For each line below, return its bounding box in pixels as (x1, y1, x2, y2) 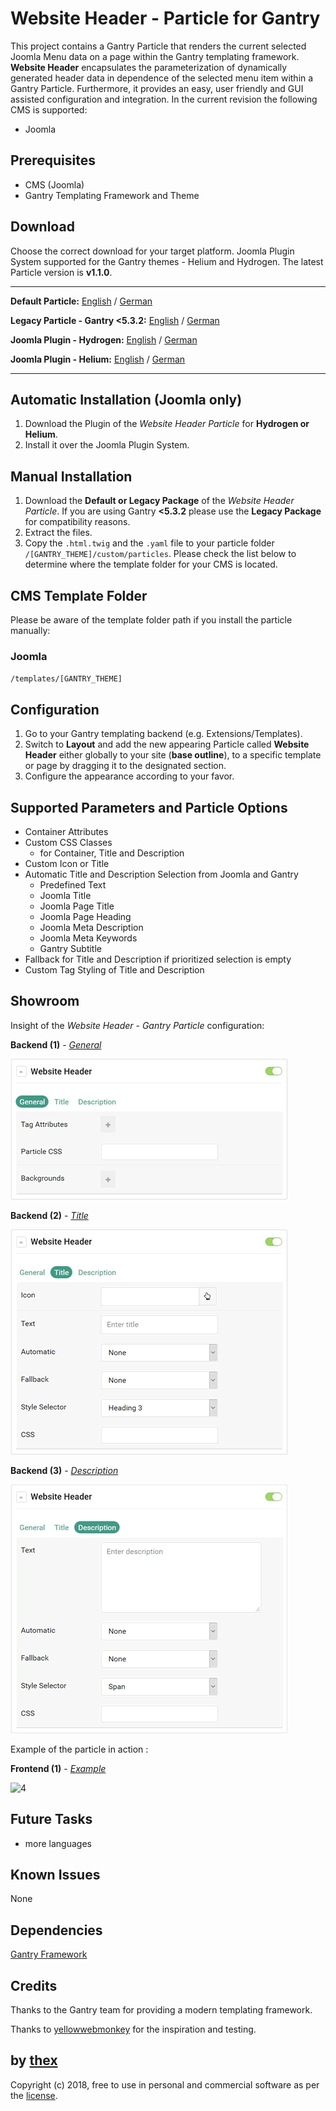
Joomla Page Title (39, 900, 115, 912)
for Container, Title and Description (39, 847, 185, 859)
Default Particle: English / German (10, 295, 153, 307)
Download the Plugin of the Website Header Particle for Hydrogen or (24, 418, 310, 430)
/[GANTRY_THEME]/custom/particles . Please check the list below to (24, 548, 297, 560)
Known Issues (10, 1866, 101, 1883)
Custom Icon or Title (24, 857, 110, 869)
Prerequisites (10, 152, 96, 169)
